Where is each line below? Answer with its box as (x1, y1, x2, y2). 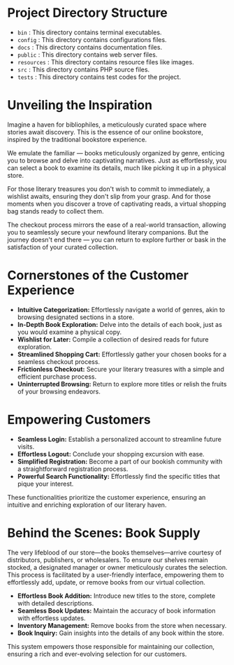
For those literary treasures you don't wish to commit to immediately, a (7, 184, 210, 193)
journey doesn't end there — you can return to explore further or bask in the (7, 235, 226, 244)
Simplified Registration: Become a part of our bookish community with (17, 457, 223, 465)
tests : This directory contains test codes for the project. (17, 72, 182, 81)
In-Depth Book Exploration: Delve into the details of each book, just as (17, 320, 222, 328)
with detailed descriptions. (17, 598, 94, 607)
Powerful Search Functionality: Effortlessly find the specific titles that (17, 472, 220, 480)
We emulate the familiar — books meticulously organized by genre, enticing (7, 148, 225, 157)
